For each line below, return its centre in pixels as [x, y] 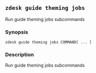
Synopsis [17, 32]
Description [20, 55]
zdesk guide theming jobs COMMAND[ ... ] [48, 42]
